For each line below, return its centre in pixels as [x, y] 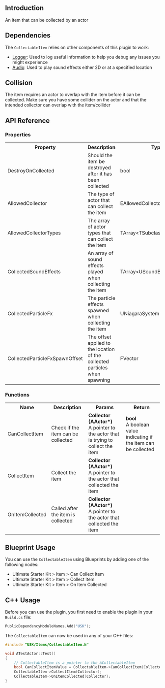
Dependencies [28, 36]
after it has [100, 174]
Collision [19, 83]
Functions [17, 395]
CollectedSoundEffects [34, 272]
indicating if [139, 437]
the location [101, 349]
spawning [99, 380]
